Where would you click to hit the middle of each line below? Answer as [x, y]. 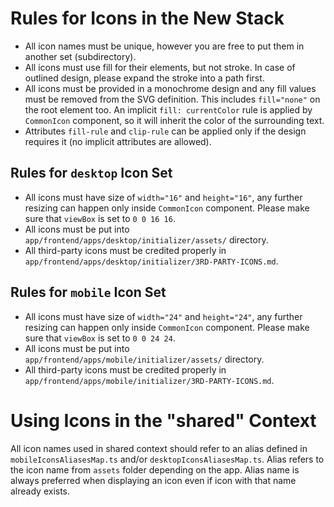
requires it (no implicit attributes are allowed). [118, 141]
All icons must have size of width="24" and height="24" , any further [163, 316]
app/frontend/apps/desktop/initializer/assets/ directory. [146, 239]
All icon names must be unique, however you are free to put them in [164, 46]
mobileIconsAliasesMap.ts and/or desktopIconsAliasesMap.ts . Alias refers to [167, 459]
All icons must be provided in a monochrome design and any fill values [170, 88]
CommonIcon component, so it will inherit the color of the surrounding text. [174, 120]
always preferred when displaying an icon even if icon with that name [153, 480]
